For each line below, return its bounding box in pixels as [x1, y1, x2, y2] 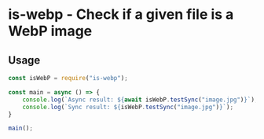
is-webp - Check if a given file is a [8, 5, 234, 24]
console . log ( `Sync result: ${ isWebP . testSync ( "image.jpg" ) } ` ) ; [22, 103, 234, 111]
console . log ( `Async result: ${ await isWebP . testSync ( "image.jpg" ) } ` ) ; [22, 96, 258, 104]
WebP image [8, 22, 93, 40]
